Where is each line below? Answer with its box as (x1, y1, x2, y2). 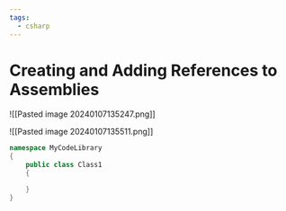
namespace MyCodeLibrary (9, 144, 103, 153)
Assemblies (9, 79, 100, 100)
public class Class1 (25, 161, 103, 170)
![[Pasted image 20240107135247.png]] (9, 109, 156, 119)
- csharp (17, 22, 50, 31)
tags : (9, 13, 30, 22)
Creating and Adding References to (9, 60, 278, 81)
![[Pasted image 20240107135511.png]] (9, 127, 154, 137)
